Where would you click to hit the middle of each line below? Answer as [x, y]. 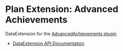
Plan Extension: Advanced [62, 9]
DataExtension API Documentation [48, 43]
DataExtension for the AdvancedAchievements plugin [61, 33]
